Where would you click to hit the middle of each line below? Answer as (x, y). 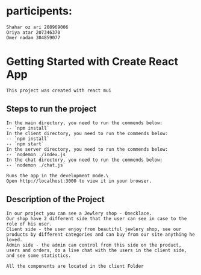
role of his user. (29, 224)
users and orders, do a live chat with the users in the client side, (97, 250)
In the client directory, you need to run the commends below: (87, 133)
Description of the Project (55, 199)
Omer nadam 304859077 (33, 37)
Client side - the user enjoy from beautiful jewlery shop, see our (94, 229)
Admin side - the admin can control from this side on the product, (94, 245)
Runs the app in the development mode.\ (58, 175)
